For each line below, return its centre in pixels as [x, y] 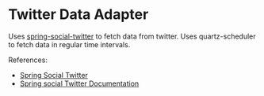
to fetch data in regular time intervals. [69, 44]
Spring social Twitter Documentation [79, 83]
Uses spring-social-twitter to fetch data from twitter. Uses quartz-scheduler [132, 36]
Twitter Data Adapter [78, 15]
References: [28, 60]
